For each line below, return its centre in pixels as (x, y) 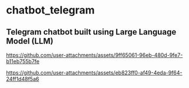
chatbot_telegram (51, 10)
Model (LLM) (30, 41)
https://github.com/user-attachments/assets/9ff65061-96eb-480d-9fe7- (94, 55)
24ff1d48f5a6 (23, 79)
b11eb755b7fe (23, 61)
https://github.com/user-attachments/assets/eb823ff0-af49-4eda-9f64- (94, 73)
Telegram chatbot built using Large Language (91, 32)
